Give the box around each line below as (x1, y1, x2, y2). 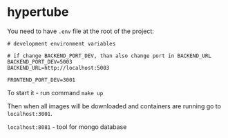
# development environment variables (7, 40, 116, 47)
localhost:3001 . (7, 109, 53, 117)
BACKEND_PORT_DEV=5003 (7, 58, 73, 66)
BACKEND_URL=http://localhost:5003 (7, 64, 110, 71)
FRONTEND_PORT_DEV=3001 (7, 77, 76, 83)
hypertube (7, 4, 69, 20)
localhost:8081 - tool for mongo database (7, 122, 127, 131)
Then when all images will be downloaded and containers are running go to (7, 101, 221, 110)
